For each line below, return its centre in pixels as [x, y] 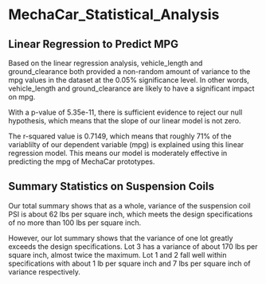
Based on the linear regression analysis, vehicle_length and [106, 63]
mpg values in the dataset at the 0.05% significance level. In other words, [129, 80]
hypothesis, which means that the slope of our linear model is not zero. [125, 121]
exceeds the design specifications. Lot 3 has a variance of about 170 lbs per [133, 246]
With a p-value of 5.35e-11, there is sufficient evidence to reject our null [125, 112]
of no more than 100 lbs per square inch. [75, 222]
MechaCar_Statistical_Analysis [114, 15]
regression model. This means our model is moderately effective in [118, 153]
